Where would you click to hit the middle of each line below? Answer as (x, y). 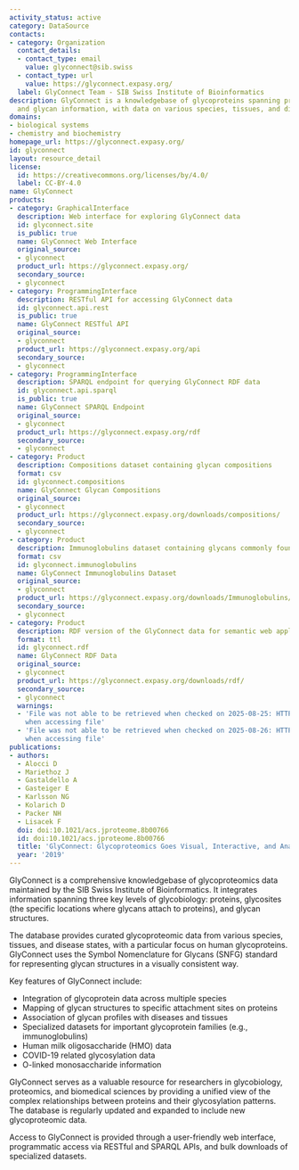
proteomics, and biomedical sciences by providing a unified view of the (140, 1092)
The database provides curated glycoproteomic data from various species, (146, 935)
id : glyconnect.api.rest (63, 308)
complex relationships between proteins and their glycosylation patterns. (143, 1101)
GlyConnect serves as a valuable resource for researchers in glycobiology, (146, 1082)
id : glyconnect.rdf (53, 647)
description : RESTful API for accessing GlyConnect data (125, 300)
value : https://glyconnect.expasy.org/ (99, 84)
